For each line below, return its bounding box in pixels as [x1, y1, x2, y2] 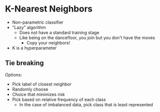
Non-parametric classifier [12, 19, 64, 25]
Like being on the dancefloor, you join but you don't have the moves [19, 35, 155, 41]
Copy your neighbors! [26, 40, 70, 45]
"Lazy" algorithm [12, 24, 46, 30]
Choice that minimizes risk [12, 91, 65, 97]
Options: [5, 71, 22, 78]
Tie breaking [5, 59, 44, 67]
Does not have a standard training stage [19, 29, 99, 35]
